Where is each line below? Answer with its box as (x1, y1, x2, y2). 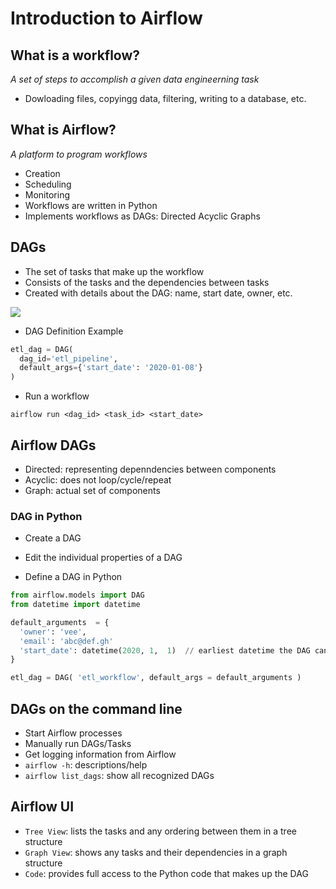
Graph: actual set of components (24, 484, 161, 496)
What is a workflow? (10, 47, 141, 64)
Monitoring (24, 188, 70, 201)
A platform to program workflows (10, 148, 148, 160)
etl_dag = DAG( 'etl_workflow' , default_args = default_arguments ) (10, 673, 302, 683)
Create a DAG (24, 532, 82, 544)
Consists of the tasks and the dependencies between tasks (24, 276, 270, 288)
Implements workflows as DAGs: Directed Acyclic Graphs (24, 210, 261, 222)
